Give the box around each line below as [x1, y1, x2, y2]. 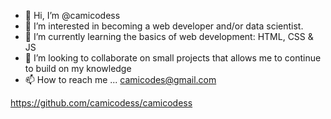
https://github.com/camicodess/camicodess [10, 97, 193, 109]
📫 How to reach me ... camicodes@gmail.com [24, 74, 217, 85]
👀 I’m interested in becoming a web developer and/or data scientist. [24, 20, 304, 32]
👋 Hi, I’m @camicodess [24, 10, 121, 21]
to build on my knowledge [24, 63, 132, 74]
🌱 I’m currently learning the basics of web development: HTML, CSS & [24, 31, 314, 42]
